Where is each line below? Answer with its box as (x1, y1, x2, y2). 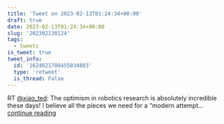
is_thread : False (13, 75, 64, 82)
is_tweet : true (7, 49, 52, 56)
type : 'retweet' (13, 68, 61, 75)
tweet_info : (7, 56, 42, 63)
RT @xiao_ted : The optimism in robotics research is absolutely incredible (7, 94, 217, 102)
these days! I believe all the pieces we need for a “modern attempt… (7, 102, 204, 110)
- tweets (13, 42, 39, 49)
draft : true (7, 17, 42, 24)
